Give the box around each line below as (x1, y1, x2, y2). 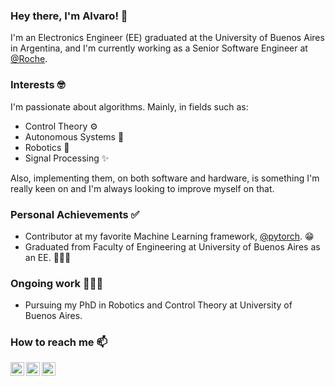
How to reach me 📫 (10, 335, 108, 349)
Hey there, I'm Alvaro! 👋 (10, 9, 128, 23)
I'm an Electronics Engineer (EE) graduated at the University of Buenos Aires (10, 32, 325, 44)
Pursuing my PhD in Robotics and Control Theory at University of (24, 299, 293, 311)
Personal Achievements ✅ (10, 207, 140, 221)
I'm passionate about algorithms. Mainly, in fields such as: (10, 100, 249, 113)
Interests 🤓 (10, 78, 66, 92)
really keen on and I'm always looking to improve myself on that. (10, 182, 275, 194)
